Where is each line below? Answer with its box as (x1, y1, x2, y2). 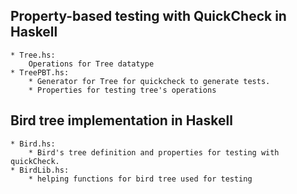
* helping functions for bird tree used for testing (28, 174, 253, 184)
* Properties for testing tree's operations (28, 85, 217, 95)
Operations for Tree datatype (28, 59, 155, 69)
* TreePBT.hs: (10, 67, 70, 78)
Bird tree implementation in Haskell (10, 112, 233, 129)
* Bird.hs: (10, 139, 56, 149)
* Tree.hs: (10, 50, 56, 60)
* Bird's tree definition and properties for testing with (28, 147, 280, 158)
